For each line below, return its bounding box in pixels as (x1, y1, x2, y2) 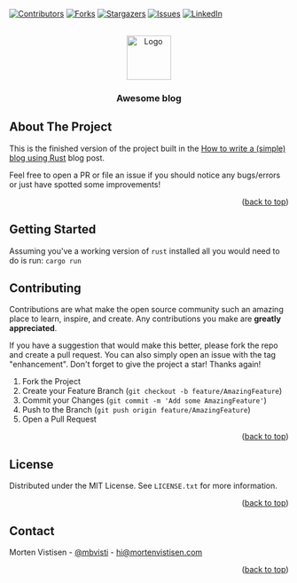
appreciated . (9, 323, 58, 334)
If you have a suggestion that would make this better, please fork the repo (9, 340, 278, 351)
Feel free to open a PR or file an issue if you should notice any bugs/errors (9, 169, 281, 180)
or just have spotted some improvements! (9, 178, 161, 190)
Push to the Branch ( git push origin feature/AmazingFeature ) (21, 405, 251, 415)
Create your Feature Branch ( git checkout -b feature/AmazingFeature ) (21, 386, 283, 397)
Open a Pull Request (21, 414, 98, 425)
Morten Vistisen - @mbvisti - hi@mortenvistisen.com (9, 547, 203, 557)
